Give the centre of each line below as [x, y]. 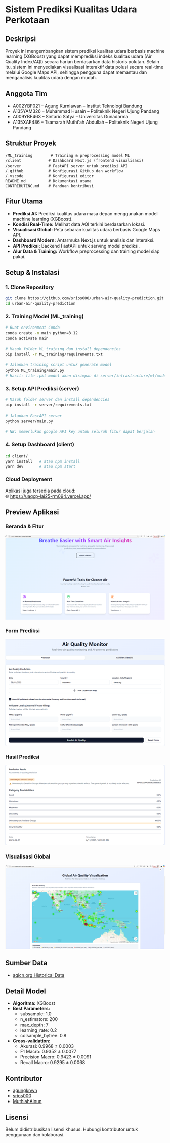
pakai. [19, 257]
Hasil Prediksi [23, 757]
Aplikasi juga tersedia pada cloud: [40, 491]
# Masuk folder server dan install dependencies [57, 400]
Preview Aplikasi [32, 512]
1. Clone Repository [30, 287]
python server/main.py [29, 421]
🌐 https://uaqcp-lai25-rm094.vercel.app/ [48, 496]
